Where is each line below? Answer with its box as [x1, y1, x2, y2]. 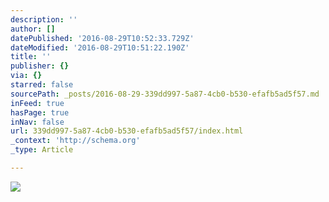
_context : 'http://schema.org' [10, 136, 141, 146]
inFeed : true [10, 98, 65, 108]
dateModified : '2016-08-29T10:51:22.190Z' [10, 42, 190, 53]
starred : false [10, 80, 74, 90]
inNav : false [10, 117, 65, 127]
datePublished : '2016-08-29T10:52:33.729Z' [10, 33, 195, 43]
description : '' [10, 14, 78, 25]
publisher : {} [10, 61, 70, 71]
